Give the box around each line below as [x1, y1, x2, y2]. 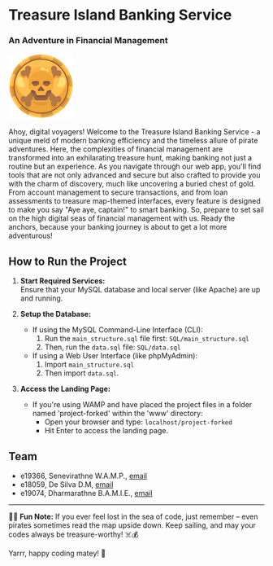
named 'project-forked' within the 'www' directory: [32, 409, 203, 419]
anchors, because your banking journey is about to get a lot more [8, 222, 227, 232]
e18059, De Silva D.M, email [19, 480, 114, 489]
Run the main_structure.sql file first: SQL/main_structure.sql [44, 334, 250, 344]
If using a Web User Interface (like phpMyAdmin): [32, 351, 197, 361]
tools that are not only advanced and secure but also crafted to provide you [8, 170, 262, 180]
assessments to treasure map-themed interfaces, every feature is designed [8, 196, 262, 206]
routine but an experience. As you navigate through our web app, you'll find [8, 161, 262, 172]
